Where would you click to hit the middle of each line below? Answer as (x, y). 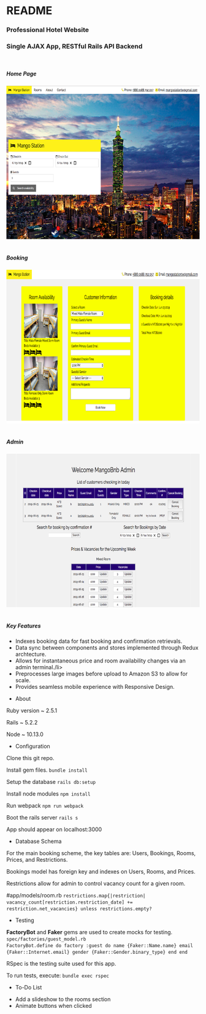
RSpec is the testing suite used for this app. (61, 964)
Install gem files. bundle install (47, 770)
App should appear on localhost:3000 (54, 829)
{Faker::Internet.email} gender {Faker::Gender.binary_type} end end (97, 952)
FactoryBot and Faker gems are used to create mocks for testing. (90, 932)
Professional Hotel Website (48, 30)
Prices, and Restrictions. (37, 860)
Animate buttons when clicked (53, 1006)
